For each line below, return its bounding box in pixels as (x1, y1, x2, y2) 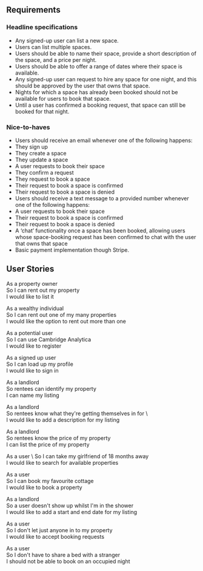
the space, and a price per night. (15, 56, 97, 63)
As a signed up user (6, 354, 56, 361)
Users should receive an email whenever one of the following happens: (15, 137, 193, 144)
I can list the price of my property (6, 441, 90, 448)
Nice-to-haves (6, 123, 50, 131)
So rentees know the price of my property (6, 434, 111, 442)
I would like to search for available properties (6, 459, 119, 466)
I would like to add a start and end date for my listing (6, 508, 138, 515)
